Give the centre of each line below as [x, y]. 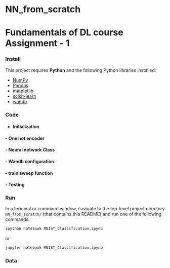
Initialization [26, 127]
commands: [18, 219]
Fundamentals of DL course [64, 33]
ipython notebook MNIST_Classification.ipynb [54, 229]
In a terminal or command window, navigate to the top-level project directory [85, 209]
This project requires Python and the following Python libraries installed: [81, 70]
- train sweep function [29, 173]
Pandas [20, 85]
